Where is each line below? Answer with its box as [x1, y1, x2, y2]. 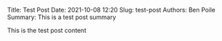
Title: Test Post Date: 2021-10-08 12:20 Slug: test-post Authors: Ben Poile [7, 6, 216, 14]
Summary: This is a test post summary [7, 13, 117, 21]
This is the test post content [7, 27, 87, 34]
